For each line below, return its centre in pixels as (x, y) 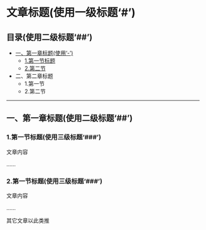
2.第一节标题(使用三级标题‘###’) (55, 181)
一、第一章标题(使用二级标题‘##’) (70, 118)
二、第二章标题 (34, 76)
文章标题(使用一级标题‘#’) (71, 13)
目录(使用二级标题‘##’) (50, 37)
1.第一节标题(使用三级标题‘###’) (54, 137)
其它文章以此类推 (28, 220)
